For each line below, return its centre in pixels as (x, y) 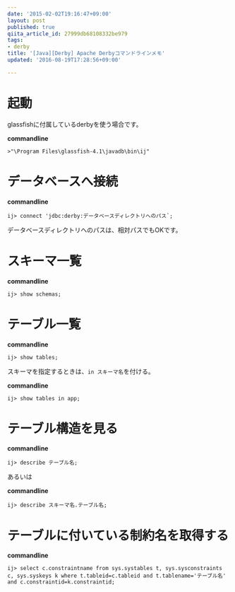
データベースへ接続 (63, 181)
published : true (31, 27)
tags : (15, 40)
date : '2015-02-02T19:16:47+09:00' (60, 14)
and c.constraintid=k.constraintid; (61, 582)
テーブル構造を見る (63, 428)
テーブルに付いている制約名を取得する (118, 535)
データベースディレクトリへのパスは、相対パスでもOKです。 (95, 230)
